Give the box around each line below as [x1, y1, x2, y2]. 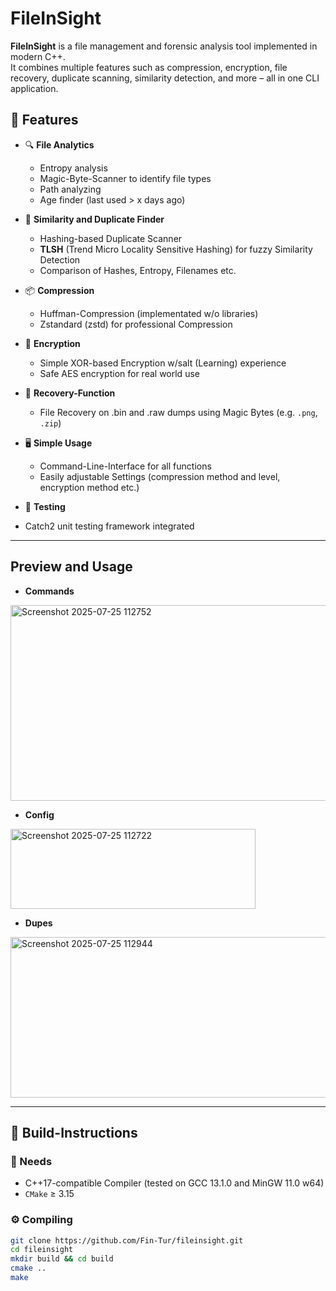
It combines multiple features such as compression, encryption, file [10, 61, 288, 73]
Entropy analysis [39, 162, 108, 174]
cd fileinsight [10, 1245, 74, 1255]
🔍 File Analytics [24, 138, 95, 151]
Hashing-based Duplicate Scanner [39, 232, 183, 244]
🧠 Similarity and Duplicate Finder [24, 213, 165, 225]
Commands [24, 585, 75, 597]
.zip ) [39, 417, 62, 429]
